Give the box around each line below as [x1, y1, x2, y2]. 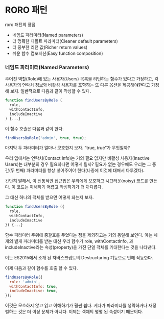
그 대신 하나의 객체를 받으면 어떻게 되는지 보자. [5, 195, 94, 200]
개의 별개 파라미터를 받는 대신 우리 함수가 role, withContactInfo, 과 [5, 238, 134, 244]
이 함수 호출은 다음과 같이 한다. [5, 125, 64, 131]
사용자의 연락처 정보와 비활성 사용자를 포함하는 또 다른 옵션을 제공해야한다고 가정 [5, 82, 160, 88]
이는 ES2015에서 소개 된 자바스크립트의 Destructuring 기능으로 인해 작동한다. [5, 254, 153, 260]
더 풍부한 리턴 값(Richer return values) [12, 44, 88, 50]
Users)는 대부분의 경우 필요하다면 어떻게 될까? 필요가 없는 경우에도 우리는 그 [5, 161, 151, 167]
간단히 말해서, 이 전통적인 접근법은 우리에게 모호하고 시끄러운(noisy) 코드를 [5, 178, 148, 184]
